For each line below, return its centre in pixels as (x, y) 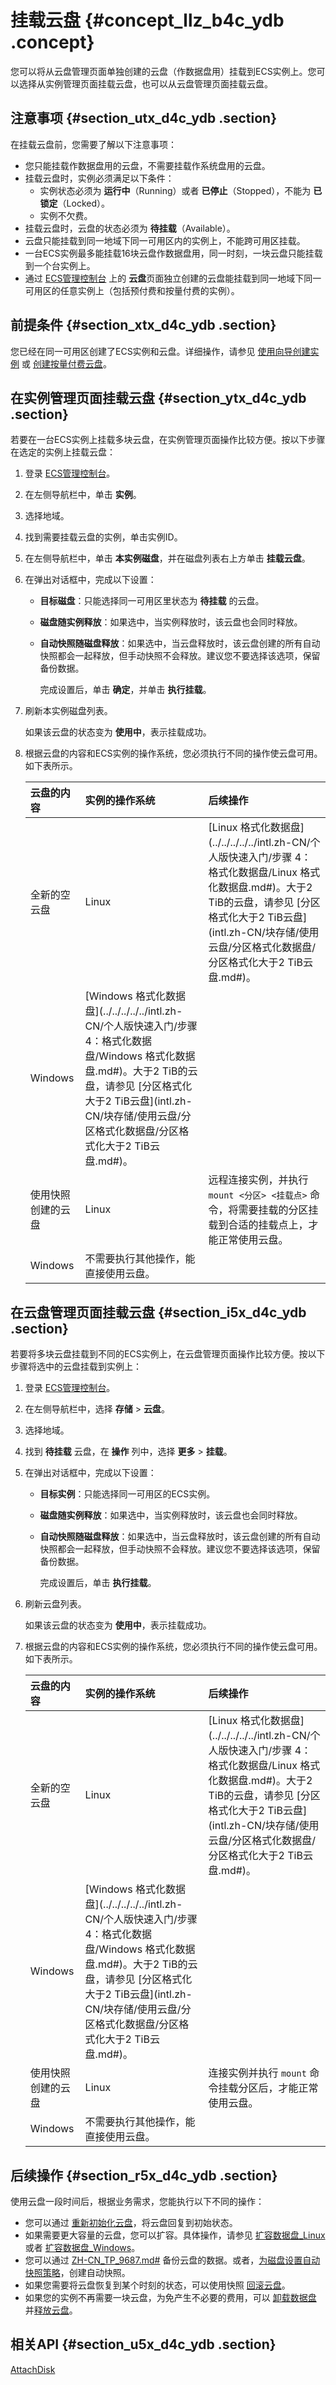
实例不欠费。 (66, 215)
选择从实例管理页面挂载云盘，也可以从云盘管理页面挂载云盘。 (145, 83)
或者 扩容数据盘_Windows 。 (82, 2247)
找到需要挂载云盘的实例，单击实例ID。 (103, 537)
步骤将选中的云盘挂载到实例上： (76, 1367)
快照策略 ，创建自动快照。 (77, 2272)
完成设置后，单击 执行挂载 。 (98, 1583)
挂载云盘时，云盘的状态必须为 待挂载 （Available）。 (130, 228)
